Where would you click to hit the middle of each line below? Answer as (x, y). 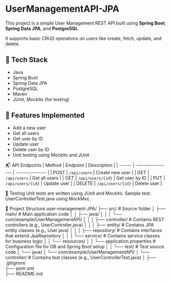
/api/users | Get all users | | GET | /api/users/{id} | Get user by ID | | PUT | (85, 178)
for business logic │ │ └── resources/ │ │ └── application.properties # (80, 241)
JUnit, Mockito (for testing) (41, 99)
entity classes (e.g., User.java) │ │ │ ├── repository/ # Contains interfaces (84, 230)
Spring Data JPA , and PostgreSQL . (42, 28)
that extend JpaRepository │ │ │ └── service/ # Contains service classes (83, 236)
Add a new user (29, 128)
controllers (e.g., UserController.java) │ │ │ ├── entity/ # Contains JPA (80, 225)
